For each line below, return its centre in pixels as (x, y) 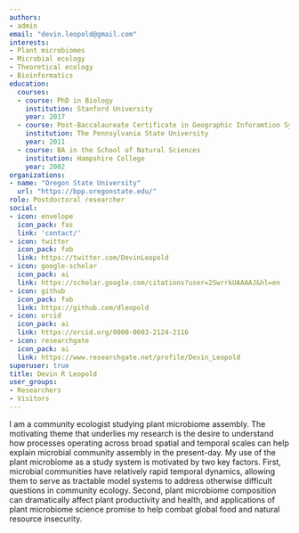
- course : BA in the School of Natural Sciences (109, 150)
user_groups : (33, 382)
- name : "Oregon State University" (75, 184)
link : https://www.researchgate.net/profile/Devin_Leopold (129, 357)
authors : (25, 17)
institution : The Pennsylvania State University (117, 134)
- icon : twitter (39, 242)
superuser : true (39, 365)
